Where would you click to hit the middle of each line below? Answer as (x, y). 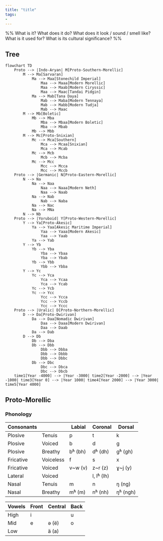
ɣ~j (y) (124, 468)
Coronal (102, 427)
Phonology (19, 414)
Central (57, 506)
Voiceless (53, 460)
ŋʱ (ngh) (126, 492)
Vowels (17, 506)
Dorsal (126, 427)
